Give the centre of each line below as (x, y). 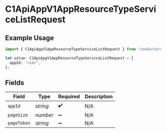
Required (69, 96)
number (44, 115)
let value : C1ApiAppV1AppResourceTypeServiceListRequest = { (69, 58)
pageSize (18, 115)
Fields (15, 83)
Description (99, 96)
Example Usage (30, 38)
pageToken (19, 123)
